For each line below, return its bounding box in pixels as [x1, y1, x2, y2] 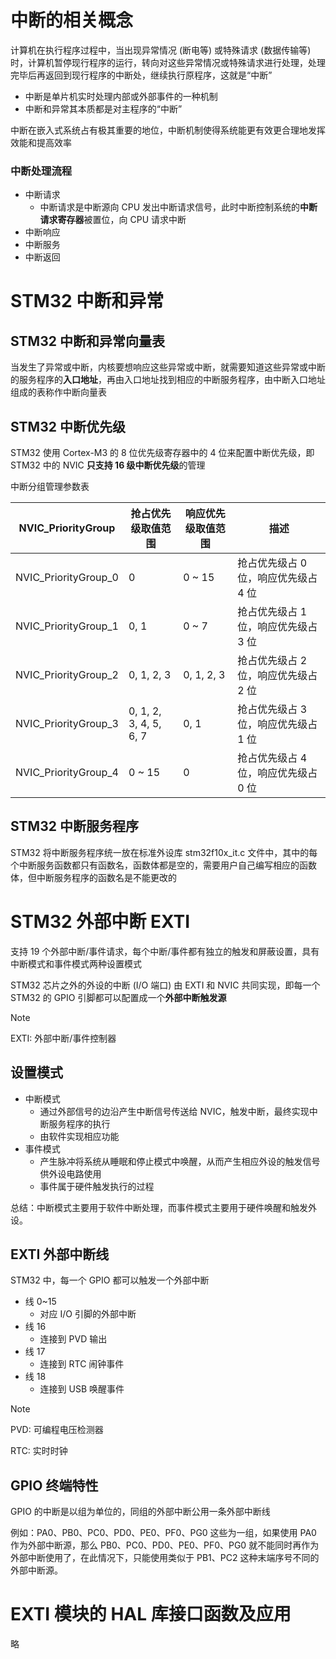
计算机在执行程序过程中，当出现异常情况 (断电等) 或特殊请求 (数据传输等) [10, 44, 312, 56]
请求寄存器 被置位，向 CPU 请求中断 [39, 214, 187, 226]
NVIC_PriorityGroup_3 [15, 717, 119, 731]
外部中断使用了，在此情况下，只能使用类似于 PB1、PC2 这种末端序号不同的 [10, 1552, 320, 1564]
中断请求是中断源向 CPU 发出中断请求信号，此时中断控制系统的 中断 [39, 201, 318, 213]
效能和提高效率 [10, 136, 72, 148]
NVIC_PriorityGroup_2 [15, 668, 119, 682]
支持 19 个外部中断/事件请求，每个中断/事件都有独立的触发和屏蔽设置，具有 [10, 945, 320, 957]
